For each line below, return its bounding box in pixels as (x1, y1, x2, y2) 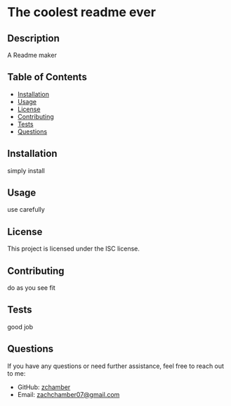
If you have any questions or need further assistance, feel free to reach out (7, 362, 225, 370)
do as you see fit (7, 284, 56, 292)
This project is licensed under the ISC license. (7, 244, 140, 253)
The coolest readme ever (7, 4, 157, 20)
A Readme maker (7, 51, 58, 59)
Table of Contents (7, 71, 88, 83)
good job (7, 322, 34, 331)
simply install (7, 166, 46, 175)
